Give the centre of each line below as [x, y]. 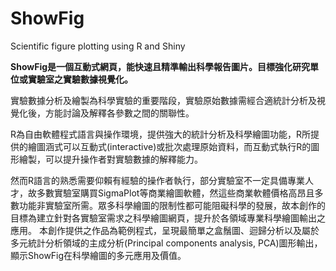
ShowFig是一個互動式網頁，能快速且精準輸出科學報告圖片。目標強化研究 [160, 66]
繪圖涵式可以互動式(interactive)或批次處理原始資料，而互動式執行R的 [169, 146]
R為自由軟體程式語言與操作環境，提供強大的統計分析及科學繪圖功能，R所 [161, 134]
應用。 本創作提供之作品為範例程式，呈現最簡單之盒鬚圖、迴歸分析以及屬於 [165, 230]
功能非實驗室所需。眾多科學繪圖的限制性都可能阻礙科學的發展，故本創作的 [172, 205]
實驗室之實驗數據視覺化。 [80, 79]
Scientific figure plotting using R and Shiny [98, 46]
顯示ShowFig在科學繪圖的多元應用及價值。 [98, 255]
